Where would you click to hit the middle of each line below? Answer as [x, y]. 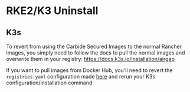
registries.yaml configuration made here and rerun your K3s [81, 76]
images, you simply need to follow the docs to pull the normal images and [96, 53]
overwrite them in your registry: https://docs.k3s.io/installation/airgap [91, 59]
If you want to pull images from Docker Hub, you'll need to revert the [89, 70]
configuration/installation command [49, 83]
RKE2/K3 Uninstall [52, 11]
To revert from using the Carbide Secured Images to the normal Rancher [94, 46]
